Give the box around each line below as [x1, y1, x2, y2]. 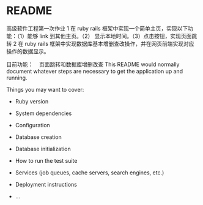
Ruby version [15, 97, 49, 105]
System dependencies [15, 110, 72, 117]
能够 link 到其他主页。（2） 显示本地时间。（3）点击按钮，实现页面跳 [27, 32, 197, 40]
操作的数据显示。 [6, 47, 50, 55]
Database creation [15, 133, 62, 141]
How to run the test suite [15, 157, 78, 164]
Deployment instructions [15, 181, 78, 188]
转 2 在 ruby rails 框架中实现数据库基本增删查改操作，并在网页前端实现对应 [6, 40, 194, 47]
